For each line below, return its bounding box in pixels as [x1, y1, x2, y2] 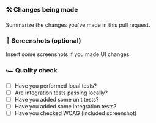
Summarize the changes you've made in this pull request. [6, 21, 150, 29]
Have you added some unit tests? [14, 96, 99, 104]
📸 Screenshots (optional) [6, 37, 81, 45]
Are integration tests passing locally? [14, 89, 108, 96]
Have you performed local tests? [14, 82, 97, 90]
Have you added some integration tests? [14, 103, 117, 110]
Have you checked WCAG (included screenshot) [14, 110, 137, 117]
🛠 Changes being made [6, 5, 78, 13]
